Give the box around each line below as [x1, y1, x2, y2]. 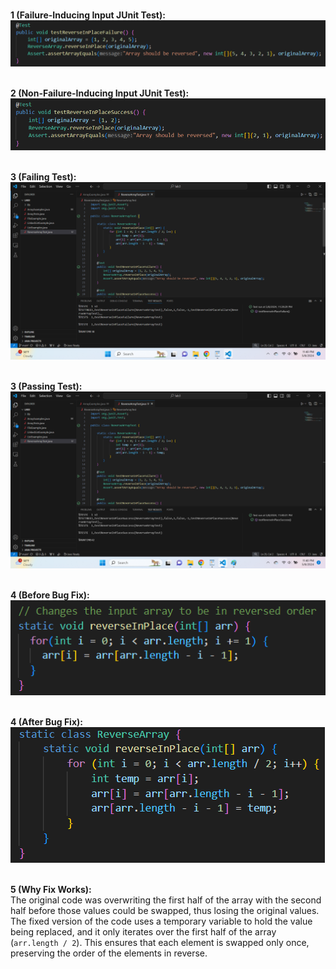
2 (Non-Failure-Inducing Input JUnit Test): [10, 87, 190, 99]
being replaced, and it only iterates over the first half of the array [10, 926, 277, 938]
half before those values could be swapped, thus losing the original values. [10, 905, 320, 917]
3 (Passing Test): [10, 380, 83, 392]
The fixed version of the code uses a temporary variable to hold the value [10, 915, 313, 928]
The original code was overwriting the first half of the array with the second [10, 894, 322, 906]
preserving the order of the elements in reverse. [10, 947, 208, 959]
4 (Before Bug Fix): [10, 589, 90, 601]
